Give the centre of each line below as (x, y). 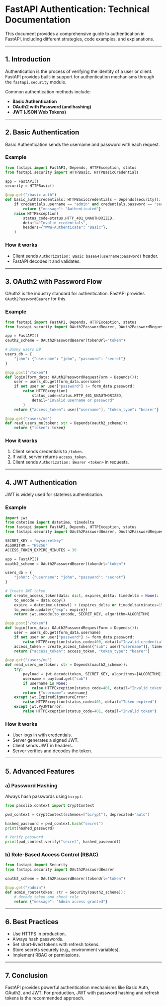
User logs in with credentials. (42, 735)
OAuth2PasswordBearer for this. (36, 299)
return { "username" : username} (55, 693)
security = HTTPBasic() (30, 186)
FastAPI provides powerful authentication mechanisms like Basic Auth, (77, 988)
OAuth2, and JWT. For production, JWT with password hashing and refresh (83, 993)
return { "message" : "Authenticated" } (62, 209)
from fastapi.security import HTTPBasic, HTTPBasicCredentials (72, 172)
